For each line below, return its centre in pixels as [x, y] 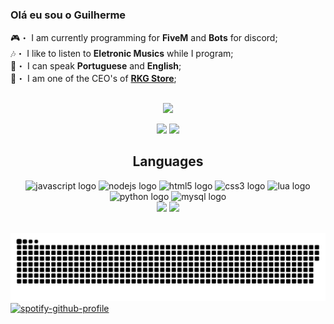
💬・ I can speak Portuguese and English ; [96, 66]
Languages [168, 161]
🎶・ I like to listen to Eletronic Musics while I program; [122, 54]
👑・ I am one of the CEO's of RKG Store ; [93, 79]
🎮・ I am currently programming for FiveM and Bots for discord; [144, 38]
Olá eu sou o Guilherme [68, 15]
